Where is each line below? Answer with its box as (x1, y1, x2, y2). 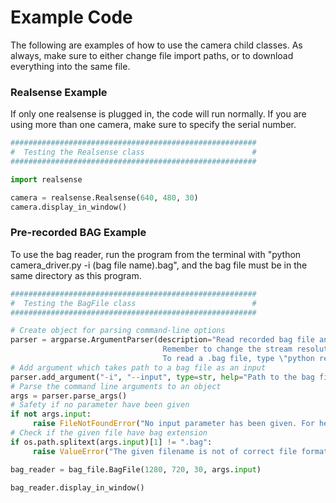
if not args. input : (10, 409, 92, 420)
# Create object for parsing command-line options (10, 326, 226, 336)
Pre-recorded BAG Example (10, 226, 147, 240)
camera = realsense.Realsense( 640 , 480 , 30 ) (10, 192, 199, 203)
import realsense (10, 174, 83, 185)
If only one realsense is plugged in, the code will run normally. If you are (10, 108, 307, 120)
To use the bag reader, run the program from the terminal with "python (10, 248, 302, 260)
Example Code (10, 6, 133, 29)
